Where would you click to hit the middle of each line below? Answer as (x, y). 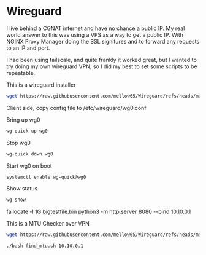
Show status (22, 189)
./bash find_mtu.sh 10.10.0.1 (45, 246)
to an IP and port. (28, 48)
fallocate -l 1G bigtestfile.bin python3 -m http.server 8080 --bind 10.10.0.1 (99, 212)
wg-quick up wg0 (27, 131)
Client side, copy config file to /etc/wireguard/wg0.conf (76, 108)
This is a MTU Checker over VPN (48, 224)
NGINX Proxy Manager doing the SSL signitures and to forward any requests (103, 41)
